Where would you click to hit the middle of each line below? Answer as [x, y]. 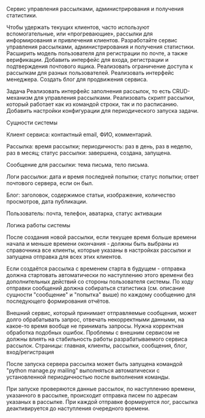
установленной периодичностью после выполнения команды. [88, 377]
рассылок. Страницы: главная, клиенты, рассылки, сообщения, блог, [97, 345]
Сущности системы [32, 123]
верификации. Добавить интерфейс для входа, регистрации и [88, 60]
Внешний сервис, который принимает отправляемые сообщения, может [102, 313]
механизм [20, 98]
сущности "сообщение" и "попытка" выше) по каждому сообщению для [101, 294]
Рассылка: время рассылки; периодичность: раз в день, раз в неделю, [99, 146]
